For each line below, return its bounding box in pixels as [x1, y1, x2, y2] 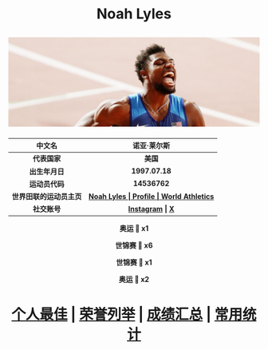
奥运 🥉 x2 [118, 274, 150, 284]
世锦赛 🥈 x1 [116, 257, 152, 267]
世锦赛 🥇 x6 [115, 241, 153, 250]
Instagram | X [128, 204, 175, 213]
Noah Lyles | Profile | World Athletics [89, 191, 215, 201]
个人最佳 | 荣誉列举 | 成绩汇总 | [11, 305, 211, 324]
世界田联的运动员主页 [11, 192, 82, 201]
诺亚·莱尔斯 [132, 141, 170, 150]
